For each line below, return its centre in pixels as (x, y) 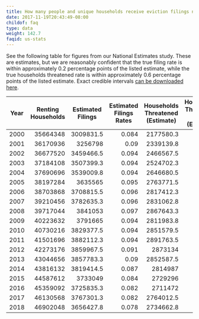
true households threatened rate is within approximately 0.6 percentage (94, 75)
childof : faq (22, 22)
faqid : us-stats (26, 39)
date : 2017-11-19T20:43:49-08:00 (47, 17)
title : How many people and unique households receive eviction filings (98, 12)
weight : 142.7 (24, 34)
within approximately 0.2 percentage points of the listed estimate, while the (98, 68)
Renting (48, 109)
